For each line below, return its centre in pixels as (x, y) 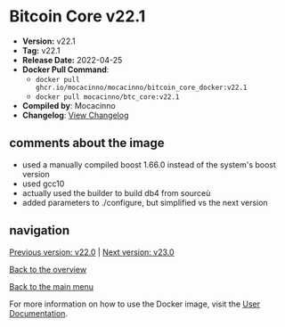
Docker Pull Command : (65, 69)
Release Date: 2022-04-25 (72, 60)
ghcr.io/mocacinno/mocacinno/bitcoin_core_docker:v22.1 (141, 87)
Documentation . (39, 313)
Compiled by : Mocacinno (69, 105)
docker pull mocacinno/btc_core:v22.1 (107, 97)
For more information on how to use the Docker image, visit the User (135, 304)
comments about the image (87, 143)
